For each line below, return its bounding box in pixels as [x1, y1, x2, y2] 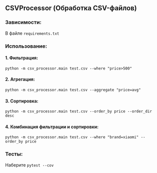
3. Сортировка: [5, 98, 39, 104]
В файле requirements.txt [5, 30, 60, 36]
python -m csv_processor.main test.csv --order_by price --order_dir [5, 109, 153, 114]
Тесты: [5, 151, 23, 158]
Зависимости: [5, 19, 42, 26]
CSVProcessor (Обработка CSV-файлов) [5, 4, 137, 12]
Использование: [5, 42, 47, 49]
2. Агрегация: [5, 77, 35, 83]
